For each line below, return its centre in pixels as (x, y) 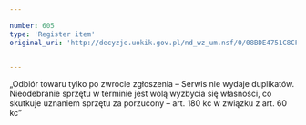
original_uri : (36, 43)
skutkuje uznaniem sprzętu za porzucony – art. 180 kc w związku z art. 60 (148, 103)
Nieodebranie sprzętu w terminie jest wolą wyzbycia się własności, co (141, 94)
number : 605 (32, 25)
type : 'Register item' (52, 34)
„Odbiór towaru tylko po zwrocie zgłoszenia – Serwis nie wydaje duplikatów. (152, 84)
